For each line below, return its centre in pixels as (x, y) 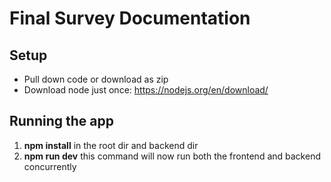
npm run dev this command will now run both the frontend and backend (172, 156)
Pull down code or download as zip (96, 79)
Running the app (61, 121)
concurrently (50, 166)
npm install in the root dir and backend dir (111, 145)
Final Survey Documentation (130, 18)
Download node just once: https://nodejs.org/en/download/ (146, 90)
